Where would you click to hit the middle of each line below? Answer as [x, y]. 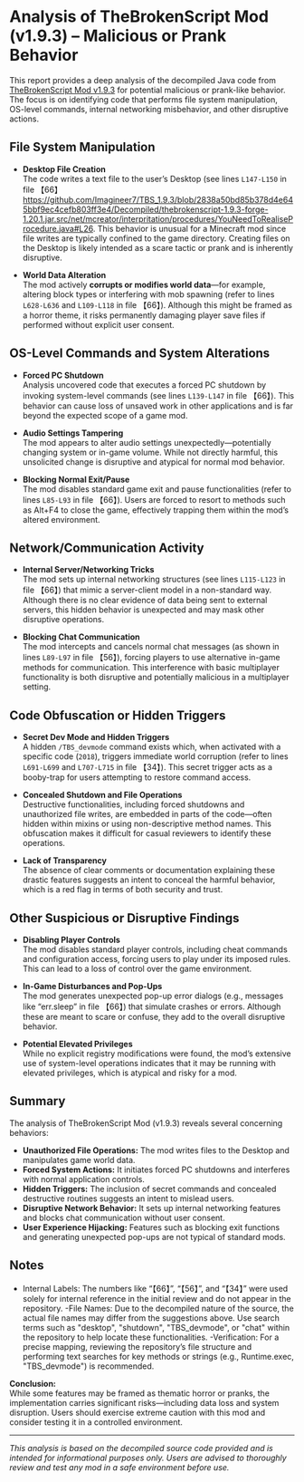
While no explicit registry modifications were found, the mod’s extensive [157, 1054]
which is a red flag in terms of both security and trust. [123, 890]
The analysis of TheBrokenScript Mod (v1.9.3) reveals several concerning [146, 1123]
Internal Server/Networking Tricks [88, 570]
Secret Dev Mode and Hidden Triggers [96, 737]
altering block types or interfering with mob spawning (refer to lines [148, 294]
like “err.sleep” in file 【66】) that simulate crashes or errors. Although [152, 1006]
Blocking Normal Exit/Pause [76, 479]
